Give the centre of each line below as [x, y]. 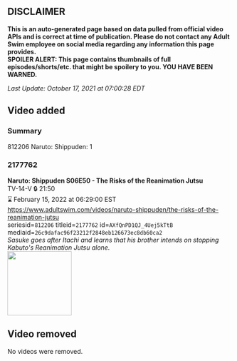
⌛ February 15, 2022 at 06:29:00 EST [62, 199]
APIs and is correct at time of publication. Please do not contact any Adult [118, 36]
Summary [25, 131]
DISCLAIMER [36, 12]
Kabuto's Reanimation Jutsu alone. [59, 247]
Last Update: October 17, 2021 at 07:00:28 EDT [77, 88]
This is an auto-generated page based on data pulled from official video [116, 29]
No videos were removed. [45, 351]
